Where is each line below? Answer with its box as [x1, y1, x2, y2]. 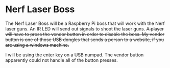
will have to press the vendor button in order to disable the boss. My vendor [5, 31, 165, 37]
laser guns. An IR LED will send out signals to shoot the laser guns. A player [5, 25, 164, 31]
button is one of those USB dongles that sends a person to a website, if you [5, 37, 164, 43]
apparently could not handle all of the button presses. [5, 57, 118, 63]
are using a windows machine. [5, 42, 69, 48]
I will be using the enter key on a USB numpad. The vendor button [5, 52, 144, 58]
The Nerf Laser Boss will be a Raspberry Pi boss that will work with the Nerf [5, 20, 165, 26]
